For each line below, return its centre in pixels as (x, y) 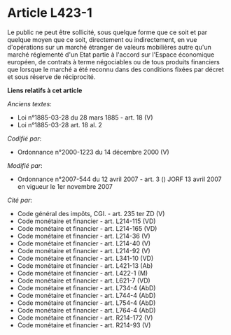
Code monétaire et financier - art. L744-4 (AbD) (86, 295)
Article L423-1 (50, 13)
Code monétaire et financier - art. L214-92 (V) (84, 250)
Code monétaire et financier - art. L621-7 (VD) (84, 280)
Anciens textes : (30, 104)
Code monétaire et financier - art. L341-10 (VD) (85, 258)
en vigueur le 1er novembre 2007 (65, 186)
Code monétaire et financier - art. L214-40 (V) (84, 243)
